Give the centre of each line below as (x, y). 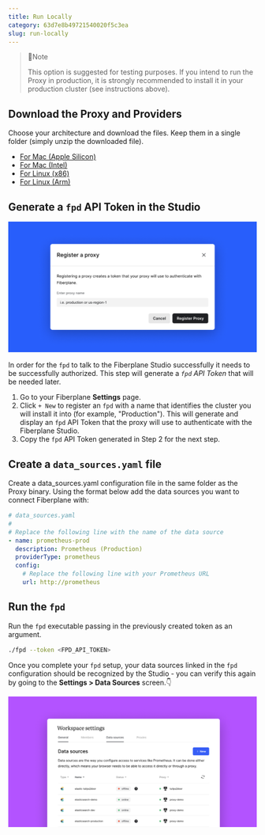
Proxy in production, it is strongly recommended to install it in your (135, 81)
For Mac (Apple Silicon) (58, 157)
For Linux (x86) (44, 173)
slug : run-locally (38, 33)
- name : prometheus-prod (49, 541)
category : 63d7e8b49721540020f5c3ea (68, 25)
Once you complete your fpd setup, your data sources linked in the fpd (123, 665)
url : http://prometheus (62, 583)
